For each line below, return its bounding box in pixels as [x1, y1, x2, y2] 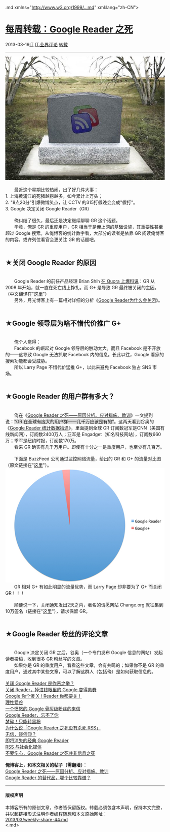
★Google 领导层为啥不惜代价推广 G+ [5, 319, 121, 327]
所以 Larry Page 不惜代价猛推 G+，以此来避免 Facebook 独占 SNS [14, 364, 151, 371]
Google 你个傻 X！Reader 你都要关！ [5, 693, 82, 699]
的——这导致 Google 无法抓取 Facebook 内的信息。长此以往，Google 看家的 [5, 352, 164, 358]
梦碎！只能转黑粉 [5, 719, 41, 725]
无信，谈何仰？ [5, 731, 36, 737]
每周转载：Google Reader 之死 [5, 24, 133, 35]
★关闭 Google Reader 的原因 [5, 258, 97, 267]
